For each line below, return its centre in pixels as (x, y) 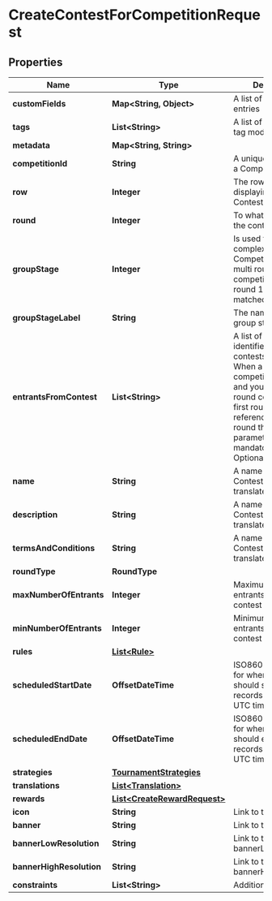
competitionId (40, 164)
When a (248, 366)
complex (250, 249)
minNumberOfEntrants (57, 628)
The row (249, 182)
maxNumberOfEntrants (58, 595)
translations (36, 785)
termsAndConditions (54, 548)
